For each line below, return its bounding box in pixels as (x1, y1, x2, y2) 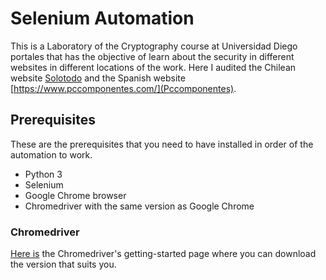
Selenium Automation (10, 7, 195, 30)
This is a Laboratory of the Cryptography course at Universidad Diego (10, 40, 298, 52)
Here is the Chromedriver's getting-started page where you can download (10, 248, 317, 260)
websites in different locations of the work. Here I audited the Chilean (10, 61, 297, 73)
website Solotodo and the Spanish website (10, 72, 186, 84)
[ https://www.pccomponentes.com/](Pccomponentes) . (10, 82, 237, 94)
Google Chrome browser (24, 189, 127, 201)
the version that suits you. (10, 258, 117, 271)
